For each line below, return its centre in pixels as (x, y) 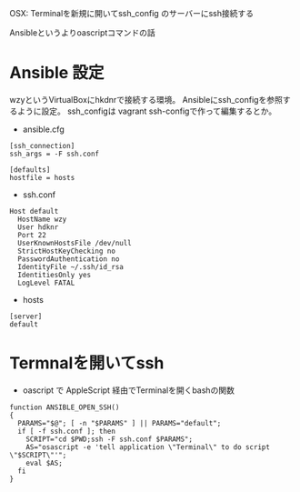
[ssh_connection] (42, 146)
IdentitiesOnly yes (55, 275)
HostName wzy (42, 219)
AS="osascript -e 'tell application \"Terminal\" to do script (148, 447)
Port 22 (32, 235)
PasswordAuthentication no (69, 259)
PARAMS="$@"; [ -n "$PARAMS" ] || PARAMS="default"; (120, 423)
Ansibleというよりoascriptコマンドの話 (83, 33)
